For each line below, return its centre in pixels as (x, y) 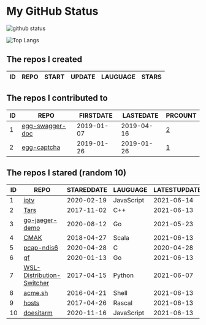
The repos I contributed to (57, 98)
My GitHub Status (52, 11)
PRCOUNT (181, 115)
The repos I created (44, 59)
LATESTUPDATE (177, 190)
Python (124, 275)
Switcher (36, 283)
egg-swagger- (44, 126)
